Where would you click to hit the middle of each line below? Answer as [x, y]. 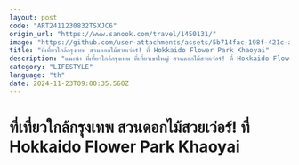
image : [21, 42]
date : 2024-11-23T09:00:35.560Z [69, 83]
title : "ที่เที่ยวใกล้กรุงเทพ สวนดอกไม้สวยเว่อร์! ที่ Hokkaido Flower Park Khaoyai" [139, 51]
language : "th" [37, 75]
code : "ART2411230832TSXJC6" [63, 26]
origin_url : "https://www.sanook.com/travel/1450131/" [113, 34]
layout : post [33, 17]
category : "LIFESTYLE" [51, 67]
